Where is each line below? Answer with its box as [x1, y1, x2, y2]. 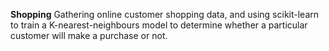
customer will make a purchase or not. [10, 30, 168, 41]
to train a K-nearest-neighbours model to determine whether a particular [10, 19, 308, 31]
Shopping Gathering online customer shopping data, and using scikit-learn [10, 9, 320, 20]
